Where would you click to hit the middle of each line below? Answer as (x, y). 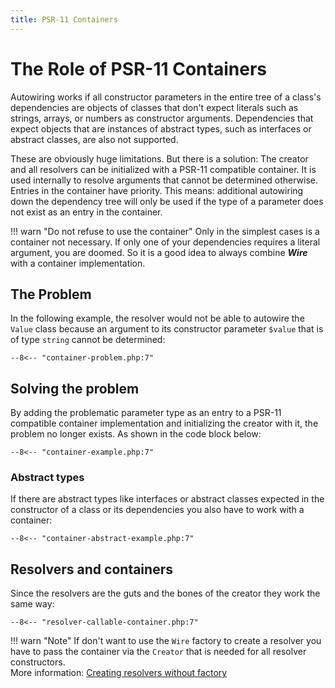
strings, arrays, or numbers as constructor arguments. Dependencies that (162, 118)
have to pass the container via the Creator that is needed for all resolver (158, 652)
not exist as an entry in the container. (86, 212)
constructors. (38, 662)
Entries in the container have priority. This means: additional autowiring (157, 190)
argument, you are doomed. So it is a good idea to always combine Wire (159, 252)
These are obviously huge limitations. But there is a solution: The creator (159, 158)
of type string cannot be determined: (88, 340)
